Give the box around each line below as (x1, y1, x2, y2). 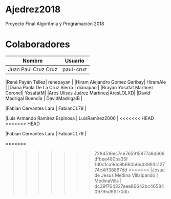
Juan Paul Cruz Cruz (8, 66, 58, 73)
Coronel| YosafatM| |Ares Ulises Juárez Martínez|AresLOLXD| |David (5, 90, 151, 96)
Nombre (23, 57, 43, 64)
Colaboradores (5, 38, 70, 50)
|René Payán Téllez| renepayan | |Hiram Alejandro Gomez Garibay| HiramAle (5, 78, 166, 85)
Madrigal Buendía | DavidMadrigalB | (5, 95, 83, 101)
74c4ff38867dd (94, 167, 127, 173)
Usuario (65, 57, 84, 64)
